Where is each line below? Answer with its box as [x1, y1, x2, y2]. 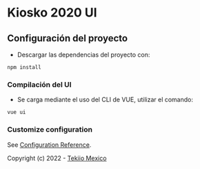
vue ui [7, 109, 26, 116]
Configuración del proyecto [7, 32, 128, 44]
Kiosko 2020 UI [7, 5, 98, 21]
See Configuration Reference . [7, 140, 92, 149]
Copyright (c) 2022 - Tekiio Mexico [7, 154, 107, 162]
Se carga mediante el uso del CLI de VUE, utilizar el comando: [17, 95, 193, 104]
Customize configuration [7, 125, 93, 135]
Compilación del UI [7, 79, 72, 89]
